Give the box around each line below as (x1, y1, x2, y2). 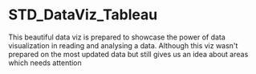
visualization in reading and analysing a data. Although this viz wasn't (8, 40, 238, 50)
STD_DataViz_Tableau (8, 6, 158, 24)
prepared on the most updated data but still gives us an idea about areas (8, 49, 249, 59)
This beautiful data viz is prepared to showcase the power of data (8, 32, 226, 42)
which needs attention (8, 58, 82, 68)
